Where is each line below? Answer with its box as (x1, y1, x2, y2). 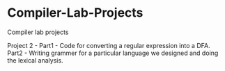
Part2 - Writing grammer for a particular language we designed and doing (7, 49, 219, 57)
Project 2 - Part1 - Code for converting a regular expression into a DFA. (7, 41, 210, 49)
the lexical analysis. (7, 56, 64, 64)
